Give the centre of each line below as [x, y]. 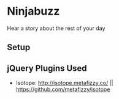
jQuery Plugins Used [47, 68]
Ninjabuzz [33, 11]
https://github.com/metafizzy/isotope [63, 89]
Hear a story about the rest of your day [56, 28]
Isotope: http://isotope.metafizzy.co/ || [64, 83]
